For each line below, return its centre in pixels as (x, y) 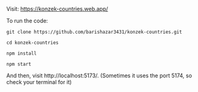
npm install (21, 53)
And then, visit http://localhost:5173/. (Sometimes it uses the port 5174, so (99, 75)
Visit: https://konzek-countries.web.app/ (57, 9)
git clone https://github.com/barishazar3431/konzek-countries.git (94, 32)
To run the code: (27, 21)
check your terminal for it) (39, 82)
